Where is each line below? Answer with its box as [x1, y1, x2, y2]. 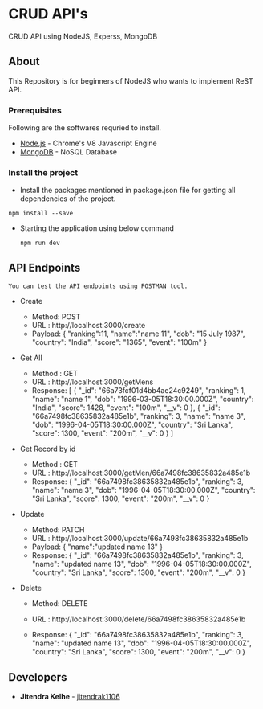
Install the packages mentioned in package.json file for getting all [19, 186, 236, 195]
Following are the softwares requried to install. [8, 123, 162, 133]
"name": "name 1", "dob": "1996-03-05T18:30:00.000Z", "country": [31, 395, 254, 404]
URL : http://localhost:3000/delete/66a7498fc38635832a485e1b [31, 614, 246, 624]
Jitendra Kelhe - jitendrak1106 [19, 691, 120, 701]
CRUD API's [8, 5, 88, 23]
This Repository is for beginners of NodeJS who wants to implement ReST [8, 76, 254, 85]
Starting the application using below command [19, 223, 174, 233]
